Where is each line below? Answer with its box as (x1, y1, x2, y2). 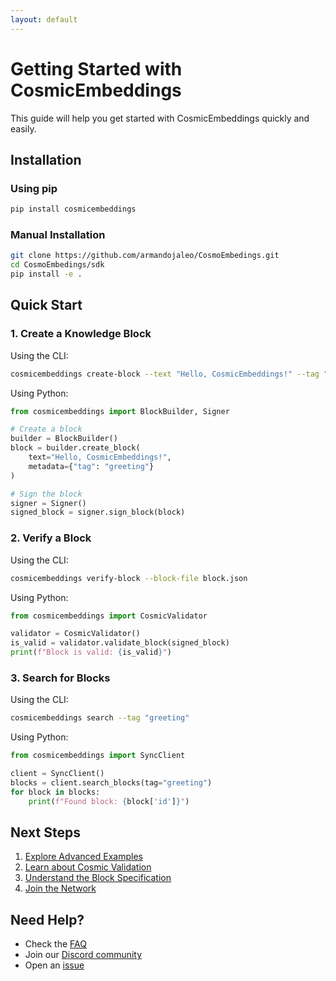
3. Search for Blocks (10, 671, 111, 685)
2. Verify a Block (10, 531, 92, 545)
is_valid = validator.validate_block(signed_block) (10, 638, 230, 648)
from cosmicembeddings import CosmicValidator (10, 611, 208, 621)
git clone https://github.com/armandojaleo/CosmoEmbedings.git (10, 251, 280, 261)
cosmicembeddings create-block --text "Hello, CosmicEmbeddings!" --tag (10, 369, 320, 379)
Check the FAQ (24, 938, 87, 950)
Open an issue (24, 959, 85, 971)
